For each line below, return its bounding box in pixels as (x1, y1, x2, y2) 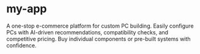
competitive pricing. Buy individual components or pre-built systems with (6, 35, 191, 42)
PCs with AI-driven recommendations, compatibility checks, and (6, 28, 169, 36)
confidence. (6, 42, 37, 49)
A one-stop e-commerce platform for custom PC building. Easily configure (6, 22, 194, 29)
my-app (6, 2, 47, 16)
